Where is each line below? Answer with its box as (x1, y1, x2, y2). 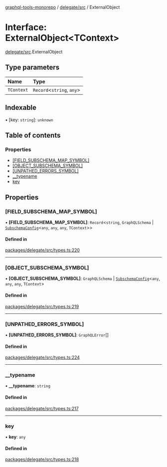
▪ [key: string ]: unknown (5, 117, 54, 123)
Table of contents (5, 131, 61, 139)
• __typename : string (5, 383, 51, 389)
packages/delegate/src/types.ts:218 (5, 457, 79, 463)
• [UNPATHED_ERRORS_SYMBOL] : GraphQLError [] (5, 332, 109, 338)
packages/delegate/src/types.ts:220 (5, 247, 80, 253)
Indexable (5, 103, 37, 112)
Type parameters (5, 63, 60, 72)
